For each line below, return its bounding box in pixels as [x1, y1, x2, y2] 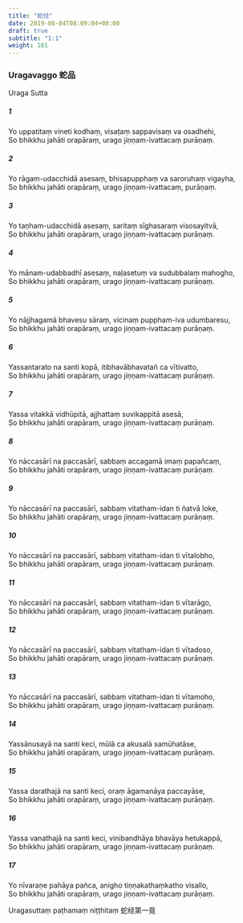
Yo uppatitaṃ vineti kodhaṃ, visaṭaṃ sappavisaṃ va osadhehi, [8, 127, 217, 136]
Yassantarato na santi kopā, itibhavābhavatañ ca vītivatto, [8, 362, 199, 372]
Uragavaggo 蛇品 [8, 70, 76, 81]
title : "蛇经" [8, 11, 54, 20]
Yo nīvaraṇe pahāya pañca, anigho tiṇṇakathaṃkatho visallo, [8, 880, 209, 890]
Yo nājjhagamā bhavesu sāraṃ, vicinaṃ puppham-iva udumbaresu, [8, 315, 231, 325]
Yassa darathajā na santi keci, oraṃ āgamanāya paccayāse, [8, 786, 206, 795]
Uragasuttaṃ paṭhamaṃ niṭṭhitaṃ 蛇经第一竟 [8, 905, 156, 915]
